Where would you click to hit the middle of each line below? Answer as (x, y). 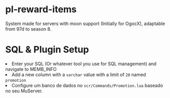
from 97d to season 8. (28, 29)
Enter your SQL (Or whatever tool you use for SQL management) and (84, 64)
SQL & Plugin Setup (47, 50)
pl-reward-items (41, 9)
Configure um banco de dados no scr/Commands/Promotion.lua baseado (88, 85)
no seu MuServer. (24, 91)
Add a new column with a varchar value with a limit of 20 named (79, 75)
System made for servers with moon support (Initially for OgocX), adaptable (85, 23)
